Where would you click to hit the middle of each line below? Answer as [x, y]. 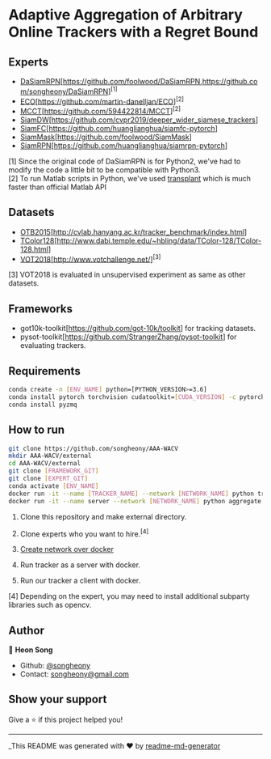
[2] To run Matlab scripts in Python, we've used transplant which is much [130, 178]
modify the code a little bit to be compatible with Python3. [104, 170]
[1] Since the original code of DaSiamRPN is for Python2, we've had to [125, 161]
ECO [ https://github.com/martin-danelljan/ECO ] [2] [102, 100]
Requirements [44, 371]
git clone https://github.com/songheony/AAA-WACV [94, 448]
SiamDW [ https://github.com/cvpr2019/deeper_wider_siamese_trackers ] [139, 120]
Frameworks [41, 309]
